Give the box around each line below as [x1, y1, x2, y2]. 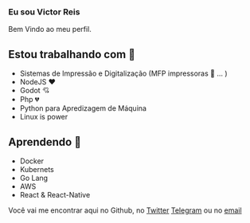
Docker [19, 156, 45, 166]
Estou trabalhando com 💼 [8, 47, 135, 61]
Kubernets [19, 164, 54, 174]
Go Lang [19, 173, 49, 182]
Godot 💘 [19, 86, 50, 96]
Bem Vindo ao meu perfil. [8, 25, 92, 34]
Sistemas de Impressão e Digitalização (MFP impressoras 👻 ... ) [19, 68, 229, 78]
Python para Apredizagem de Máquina [19, 104, 147, 113]
